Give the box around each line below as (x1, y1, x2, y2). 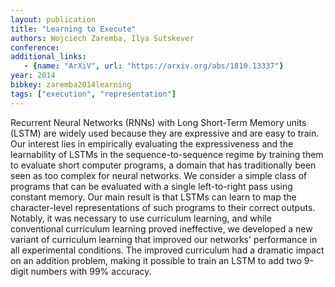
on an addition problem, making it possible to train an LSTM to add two (10, 254, 302, 266)
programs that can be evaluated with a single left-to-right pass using (10, 180, 293, 192)
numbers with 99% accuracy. (30, 265, 152, 277)
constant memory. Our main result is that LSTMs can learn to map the (10, 191, 297, 203)
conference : (10, 42, 60, 53)
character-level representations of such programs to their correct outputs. (10, 201, 316, 213)
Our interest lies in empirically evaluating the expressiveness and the (10, 137, 294, 150)
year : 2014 (10, 71, 56, 81)
